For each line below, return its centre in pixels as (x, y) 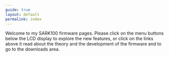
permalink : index (24, 19)
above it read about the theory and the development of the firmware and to (83, 44)
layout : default (22, 14)
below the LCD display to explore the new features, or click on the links (79, 38)
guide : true (18, 10)
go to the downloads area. (32, 49)
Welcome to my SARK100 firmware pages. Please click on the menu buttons (85, 33)
